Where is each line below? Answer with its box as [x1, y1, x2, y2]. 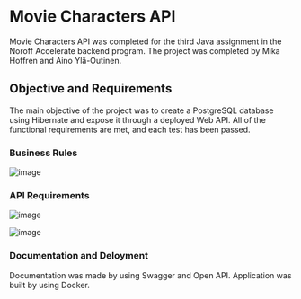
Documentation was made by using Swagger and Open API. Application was [9, 269, 292, 280]
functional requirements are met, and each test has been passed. [9, 124, 251, 135]
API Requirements [9, 189, 90, 201]
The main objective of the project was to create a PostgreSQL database [9, 105, 274, 116]
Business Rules [9, 146, 78, 159]
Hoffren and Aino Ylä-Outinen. [9, 55, 122, 66]
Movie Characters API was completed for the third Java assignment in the [9, 36, 282, 47]
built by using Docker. [9, 279, 90, 290]
